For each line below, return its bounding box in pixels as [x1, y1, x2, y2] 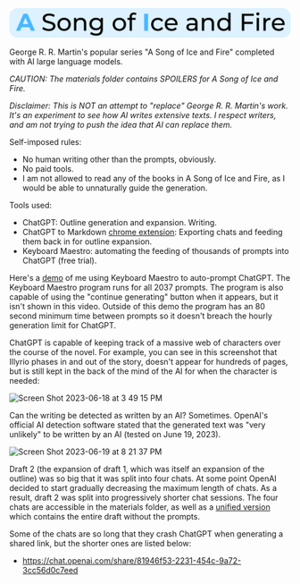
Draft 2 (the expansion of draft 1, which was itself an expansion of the [9, 463, 265, 474]
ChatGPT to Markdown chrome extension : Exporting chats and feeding [21, 226, 283, 237]
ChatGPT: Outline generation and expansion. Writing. [21, 216, 217, 227]
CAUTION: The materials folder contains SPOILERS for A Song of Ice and [9, 73, 279, 84]
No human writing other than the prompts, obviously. [21, 154, 217, 165]
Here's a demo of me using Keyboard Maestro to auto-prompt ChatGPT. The [9, 272, 291, 283]
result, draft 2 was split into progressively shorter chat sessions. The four [9, 492, 279, 503]
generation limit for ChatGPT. [9, 319, 117, 330]
